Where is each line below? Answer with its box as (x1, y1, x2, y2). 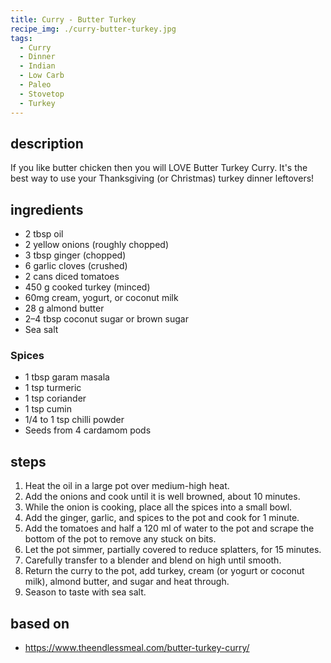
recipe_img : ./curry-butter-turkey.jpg (10, 24, 177, 34)
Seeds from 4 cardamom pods (24, 424, 152, 436)
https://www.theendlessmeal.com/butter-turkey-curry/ (24, 642, 250, 654)
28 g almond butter (24, 302, 105, 315)
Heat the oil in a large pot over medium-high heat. (24, 480, 230, 492)
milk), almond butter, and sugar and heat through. (24, 576, 230, 588)
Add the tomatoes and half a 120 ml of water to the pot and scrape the (24, 522, 315, 535)
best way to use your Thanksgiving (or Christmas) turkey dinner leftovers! (10, 172, 315, 185)
